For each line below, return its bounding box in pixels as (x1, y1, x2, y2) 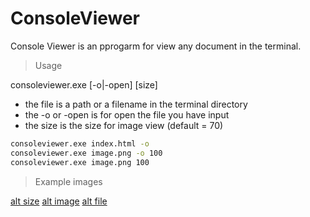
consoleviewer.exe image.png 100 (10, 157, 150, 167)
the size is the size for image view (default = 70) (24, 119, 224, 131)
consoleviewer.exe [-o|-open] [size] (10, 78, 158, 91)
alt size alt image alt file (10, 195, 108, 207)
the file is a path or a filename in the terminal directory (24, 98, 248, 110)
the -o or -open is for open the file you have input (24, 108, 230, 121)
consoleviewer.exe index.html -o (10, 138, 150, 149)
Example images (34, 175, 103, 187)
